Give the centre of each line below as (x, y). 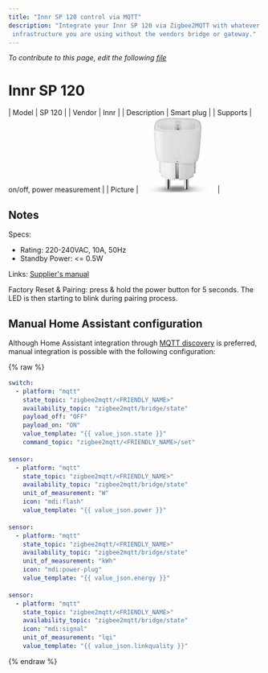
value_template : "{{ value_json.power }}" (95, 510)
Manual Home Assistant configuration (106, 323)
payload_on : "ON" (52, 425)
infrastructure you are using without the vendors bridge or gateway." (134, 34)
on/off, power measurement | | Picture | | (114, 190)
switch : (21, 382)
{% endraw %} (33, 661)
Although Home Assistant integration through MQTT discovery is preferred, (133, 343)
